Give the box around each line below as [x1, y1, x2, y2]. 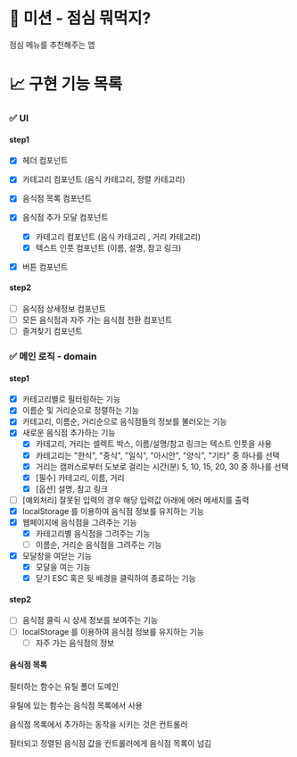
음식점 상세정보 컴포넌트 [21, 303, 107, 313]
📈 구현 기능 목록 [9, 74, 123, 95]
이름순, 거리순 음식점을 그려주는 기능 [35, 539, 162, 550]
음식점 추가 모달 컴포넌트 [21, 212, 109, 223]
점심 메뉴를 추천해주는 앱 [9, 39, 95, 50]
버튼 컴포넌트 [21, 261, 69, 272]
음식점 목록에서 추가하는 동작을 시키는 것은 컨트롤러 [9, 719, 188, 729]
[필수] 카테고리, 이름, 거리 [35, 472, 125, 483]
